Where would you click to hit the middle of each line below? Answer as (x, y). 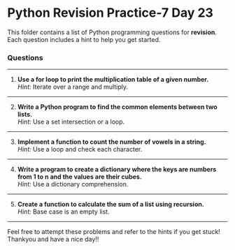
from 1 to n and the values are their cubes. (79, 177)
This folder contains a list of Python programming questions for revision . (112, 32)
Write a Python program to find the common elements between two (117, 107)
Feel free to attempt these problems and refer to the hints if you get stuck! (114, 232)
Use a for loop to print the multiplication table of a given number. (113, 80)
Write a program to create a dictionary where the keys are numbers (117, 170)
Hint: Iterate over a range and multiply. (72, 87)
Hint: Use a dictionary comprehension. (73, 184)
